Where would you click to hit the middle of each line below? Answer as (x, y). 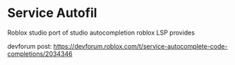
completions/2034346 (40, 54)
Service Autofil (52, 13)
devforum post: (30, 46)
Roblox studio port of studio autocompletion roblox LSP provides (101, 32)
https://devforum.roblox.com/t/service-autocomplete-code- (140, 46)
